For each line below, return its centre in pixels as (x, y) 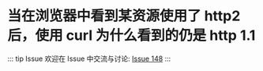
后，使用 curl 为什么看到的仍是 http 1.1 (131, 35)
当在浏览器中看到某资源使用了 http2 (124, 16)
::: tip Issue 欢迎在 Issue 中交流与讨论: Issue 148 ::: (89, 59)
